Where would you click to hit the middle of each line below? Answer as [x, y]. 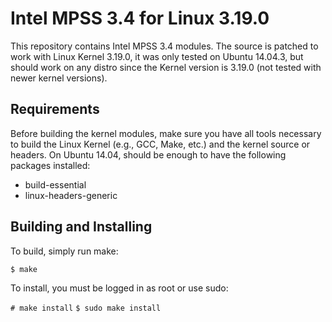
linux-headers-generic [71, 195]
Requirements [55, 109]
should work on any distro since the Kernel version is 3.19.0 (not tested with [166, 67]
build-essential [55, 184]
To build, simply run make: [64, 251]
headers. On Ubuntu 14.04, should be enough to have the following [148, 154]
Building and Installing [81, 227]
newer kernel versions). [59, 78]
